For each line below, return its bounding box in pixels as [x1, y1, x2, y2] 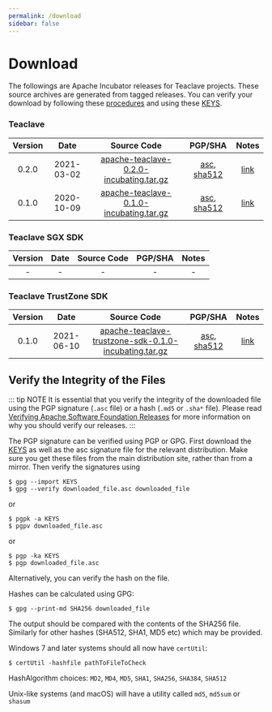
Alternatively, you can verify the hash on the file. [8, 573, 170, 583]
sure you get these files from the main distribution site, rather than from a [8, 454, 253, 464]
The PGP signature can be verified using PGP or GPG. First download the [8, 436, 252, 447]
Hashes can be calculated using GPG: [8, 589, 135, 599]
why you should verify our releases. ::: [8, 421, 136, 430]
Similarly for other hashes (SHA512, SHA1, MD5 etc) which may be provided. [8, 628, 263, 637]
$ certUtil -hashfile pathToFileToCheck [8, 659, 147, 667]
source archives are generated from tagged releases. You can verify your [8, 90, 253, 100]
